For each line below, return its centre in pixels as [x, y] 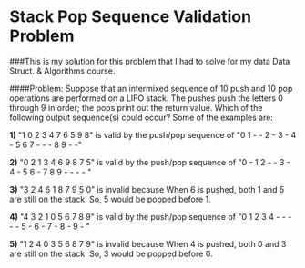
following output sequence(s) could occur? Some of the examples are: [141, 117]
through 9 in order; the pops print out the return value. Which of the [136, 107]
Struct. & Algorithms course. [62, 71]
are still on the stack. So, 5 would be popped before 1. [110, 199]
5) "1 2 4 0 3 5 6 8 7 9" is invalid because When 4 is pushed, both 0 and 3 [148, 243]
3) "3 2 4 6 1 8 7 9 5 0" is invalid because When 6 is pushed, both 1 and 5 [147, 189]
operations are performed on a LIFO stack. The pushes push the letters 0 [147, 98]
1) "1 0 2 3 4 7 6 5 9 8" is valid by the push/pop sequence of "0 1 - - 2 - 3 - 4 [153, 134]
